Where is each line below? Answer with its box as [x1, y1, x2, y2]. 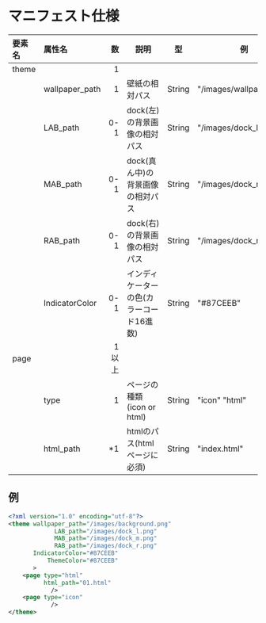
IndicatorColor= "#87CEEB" [32, 549, 119, 557]
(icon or [126, 401, 156, 412]
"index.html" [197, 443, 244, 454]
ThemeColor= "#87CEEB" [47, 556, 119, 564]
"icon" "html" [197, 394, 247, 405]
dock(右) [126, 217, 160, 228]
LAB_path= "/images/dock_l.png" [54, 527, 158, 535]
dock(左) [126, 105, 160, 116]
